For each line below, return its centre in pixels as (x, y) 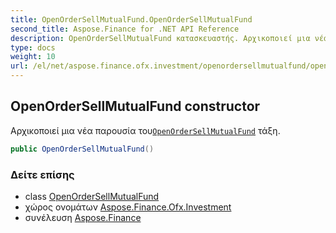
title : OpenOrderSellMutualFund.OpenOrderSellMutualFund (131, 19)
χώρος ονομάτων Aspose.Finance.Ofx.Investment (128, 207)
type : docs (33, 47)
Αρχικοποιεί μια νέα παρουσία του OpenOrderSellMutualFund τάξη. (145, 130)
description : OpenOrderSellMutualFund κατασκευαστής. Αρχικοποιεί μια (160, 38)
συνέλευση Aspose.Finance (83, 217)
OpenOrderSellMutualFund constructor (135, 106)
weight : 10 (33, 57)
